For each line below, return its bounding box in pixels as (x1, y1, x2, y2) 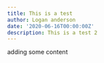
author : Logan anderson (7, 16, 76, 23)
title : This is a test (7, 10, 73, 17)
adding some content (7, 48, 68, 56)
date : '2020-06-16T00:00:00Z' (7, 23, 95, 29)
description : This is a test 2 (7, 29, 98, 36)
